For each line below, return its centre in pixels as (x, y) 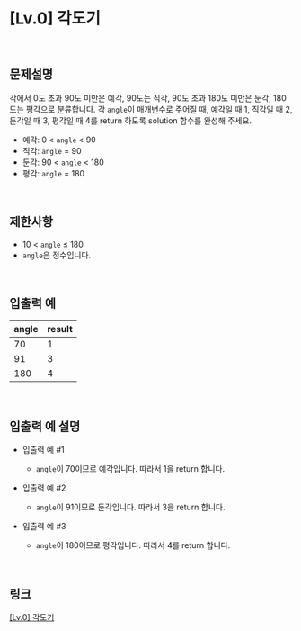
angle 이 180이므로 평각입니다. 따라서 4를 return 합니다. (133, 545)
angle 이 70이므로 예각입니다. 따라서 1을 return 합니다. (130, 469)
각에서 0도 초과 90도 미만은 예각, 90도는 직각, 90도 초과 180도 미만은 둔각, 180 (148, 98)
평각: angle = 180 (53, 173)
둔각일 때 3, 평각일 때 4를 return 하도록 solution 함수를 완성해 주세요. (131, 120)
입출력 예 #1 (43, 450)
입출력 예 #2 (44, 488)
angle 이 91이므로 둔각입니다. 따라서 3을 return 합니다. (131, 507)
